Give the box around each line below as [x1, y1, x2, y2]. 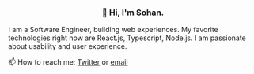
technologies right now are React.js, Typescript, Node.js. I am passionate [8, 33, 247, 43]
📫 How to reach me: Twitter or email [8, 57, 128, 67]
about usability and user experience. [8, 42, 127, 51]
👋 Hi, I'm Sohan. [101, 7, 165, 18]
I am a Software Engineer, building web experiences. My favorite [8, 25, 219, 35]
